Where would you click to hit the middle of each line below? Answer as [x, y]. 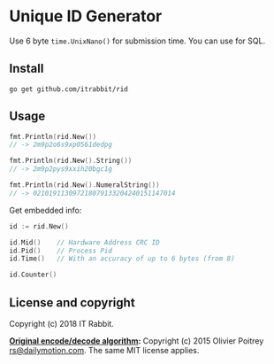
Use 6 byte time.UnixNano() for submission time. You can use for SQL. [137, 41]
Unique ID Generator [86, 16]
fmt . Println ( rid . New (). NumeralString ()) [85, 185]
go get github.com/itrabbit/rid [68, 89]
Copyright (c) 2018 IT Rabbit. [62, 324]
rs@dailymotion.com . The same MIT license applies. [104, 350]
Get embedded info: [46, 210]
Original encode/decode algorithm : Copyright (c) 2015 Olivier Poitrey [137, 341]
